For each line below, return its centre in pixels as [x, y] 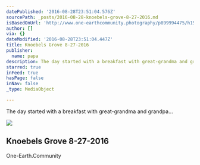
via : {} [16, 34]
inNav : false [22, 84]
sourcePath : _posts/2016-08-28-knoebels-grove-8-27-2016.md [82, 17]
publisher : [20, 51]
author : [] [20, 28]
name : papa [25, 56]
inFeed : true [22, 73]
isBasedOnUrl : [24, 23]
